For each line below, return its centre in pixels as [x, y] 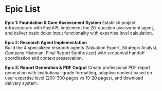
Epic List [23, 9]
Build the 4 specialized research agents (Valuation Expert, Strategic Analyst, [81, 47]
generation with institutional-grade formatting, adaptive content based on [79, 72]
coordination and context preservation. [44, 58]
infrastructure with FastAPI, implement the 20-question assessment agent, [80, 27]
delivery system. [22, 83]
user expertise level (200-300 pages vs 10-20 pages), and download [74, 78]
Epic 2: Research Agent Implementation [46, 42]
